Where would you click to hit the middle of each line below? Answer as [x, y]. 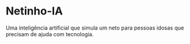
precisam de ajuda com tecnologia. [50, 34]
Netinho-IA [34, 11]
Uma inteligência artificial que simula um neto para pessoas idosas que [95, 28]
